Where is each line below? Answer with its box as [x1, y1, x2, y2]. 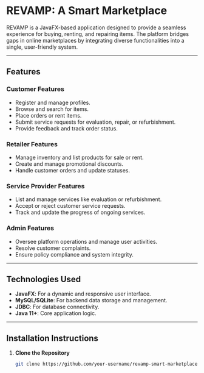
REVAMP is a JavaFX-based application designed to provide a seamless [6, 24, 186, 31]
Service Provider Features [6, 182, 85, 190]
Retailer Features [6, 140, 58, 148]
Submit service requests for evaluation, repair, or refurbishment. [15, 118, 176, 126]
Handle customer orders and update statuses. [15, 166, 131, 174]
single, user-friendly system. [6, 43, 78, 51]
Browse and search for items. [15, 105, 89, 113]
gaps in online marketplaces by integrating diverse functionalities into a [6, 37, 185, 44]
